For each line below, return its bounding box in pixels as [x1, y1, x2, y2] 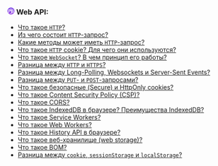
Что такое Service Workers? [17, 113, 101, 121]
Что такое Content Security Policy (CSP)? [17, 90, 140, 99]
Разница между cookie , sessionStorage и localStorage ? [17, 150, 183, 159]
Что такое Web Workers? [17, 121, 92, 129]
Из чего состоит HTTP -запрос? [17, 30, 108, 39]
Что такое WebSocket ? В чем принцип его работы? [17, 53, 168, 61]
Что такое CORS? [17, 98, 70, 107]
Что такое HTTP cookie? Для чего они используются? [17, 46, 177, 54]
